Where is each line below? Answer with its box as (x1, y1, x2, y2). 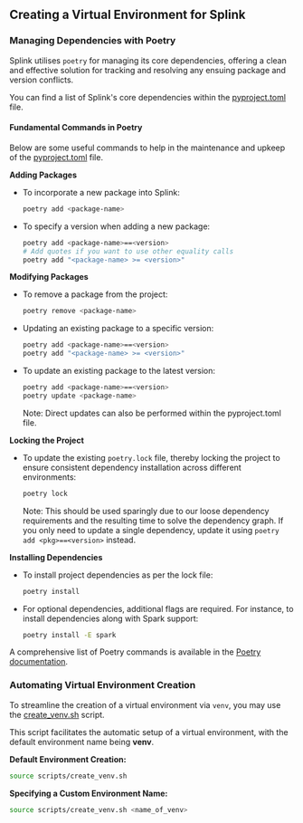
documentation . (9, 656, 69, 667)
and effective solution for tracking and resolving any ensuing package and (9, 64, 287, 75)
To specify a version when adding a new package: (22, 221, 211, 232)
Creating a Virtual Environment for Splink (9, 7, 246, 23)
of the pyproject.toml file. (9, 151, 104, 162)
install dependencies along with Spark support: (22, 613, 199, 624)
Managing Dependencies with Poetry (9, 34, 176, 47)
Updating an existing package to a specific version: (22, 323, 214, 334)
